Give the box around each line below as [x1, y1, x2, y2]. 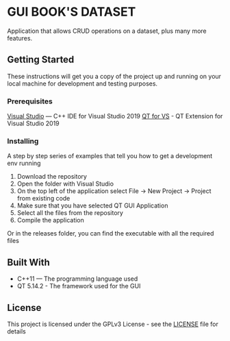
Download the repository [16, 173, 88, 181]
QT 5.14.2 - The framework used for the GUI [16, 282, 141, 290]
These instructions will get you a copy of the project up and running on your [7, 72, 221, 80]
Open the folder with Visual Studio [16, 179, 114, 188]
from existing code [16, 194, 71, 203]
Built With [7, 256, 50, 268]
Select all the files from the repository [16, 209, 123, 217]
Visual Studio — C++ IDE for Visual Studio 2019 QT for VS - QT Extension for [7, 112, 223, 121]
